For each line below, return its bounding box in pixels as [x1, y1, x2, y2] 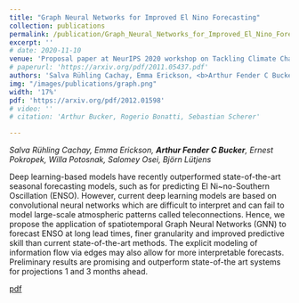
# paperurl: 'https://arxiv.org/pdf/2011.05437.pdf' [9, 63, 209, 72]
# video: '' [9, 104, 53, 113]
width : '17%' [9, 87, 58, 96]
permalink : [9, 29, 50, 38]
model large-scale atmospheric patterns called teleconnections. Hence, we [9, 209, 286, 220]
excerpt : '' [9, 37, 53, 47]
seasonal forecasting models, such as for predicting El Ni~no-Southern [9, 181, 270, 192]
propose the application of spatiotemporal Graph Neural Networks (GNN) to [9, 219, 287, 230]
